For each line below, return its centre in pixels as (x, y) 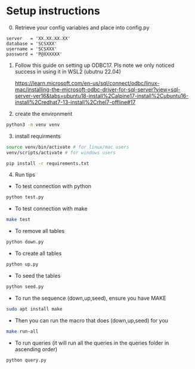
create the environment (44, 113)
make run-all (22, 331)
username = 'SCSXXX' (32, 49)
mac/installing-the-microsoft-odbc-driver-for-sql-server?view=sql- (97, 89)
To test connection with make (51, 209)
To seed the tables (38, 275)
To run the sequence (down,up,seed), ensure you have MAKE (90, 298)
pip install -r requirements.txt (48, 163)
